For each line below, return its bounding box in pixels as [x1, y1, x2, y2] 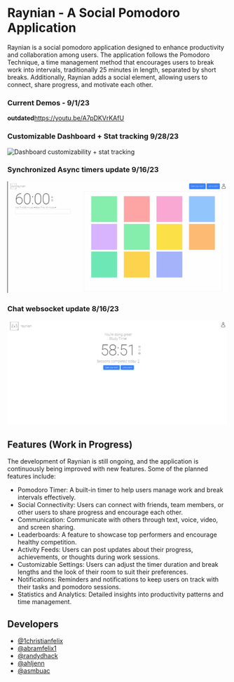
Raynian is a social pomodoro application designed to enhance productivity [7, 43, 224, 51]
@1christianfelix [17, 636, 63, 645]
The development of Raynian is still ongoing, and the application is [7, 457, 199, 466]
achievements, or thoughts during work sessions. [17, 553, 160, 561]
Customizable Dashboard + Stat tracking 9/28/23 [7, 131, 179, 141]
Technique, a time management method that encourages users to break [7, 58, 214, 66]
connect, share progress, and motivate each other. [7, 80, 153, 88]
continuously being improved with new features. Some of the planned [7, 465, 208, 473]
